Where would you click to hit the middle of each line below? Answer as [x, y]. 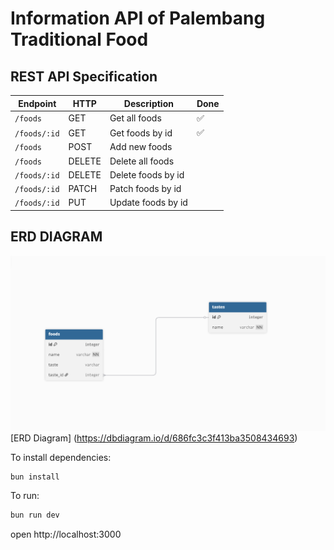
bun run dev [35, 515]
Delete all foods [142, 161]
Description [148, 103]
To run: [25, 496]
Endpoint [37, 103]
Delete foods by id [147, 174]
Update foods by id [148, 203]
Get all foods [135, 118]
